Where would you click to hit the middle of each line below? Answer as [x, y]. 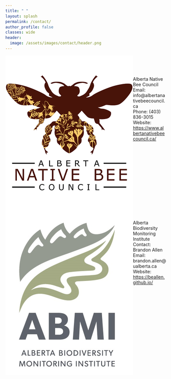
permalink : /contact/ [28, 21]
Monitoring [144, 233]
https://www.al [149, 128]
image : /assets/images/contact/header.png [56, 43]
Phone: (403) [147, 111]
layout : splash [21, 16]
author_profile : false [29, 27]
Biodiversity [145, 228]
